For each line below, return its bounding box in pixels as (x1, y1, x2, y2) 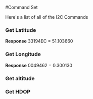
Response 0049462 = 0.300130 (5, 62, 72, 68)
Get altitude (5, 75, 35, 82)
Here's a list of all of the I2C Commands (5, 14, 88, 20)
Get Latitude (5, 26, 36, 33)
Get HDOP (5, 88, 31, 95)
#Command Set (5, 5, 38, 10)
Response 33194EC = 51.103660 (5, 38, 73, 44)
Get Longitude (5, 51, 41, 58)
